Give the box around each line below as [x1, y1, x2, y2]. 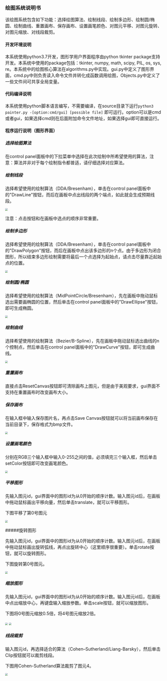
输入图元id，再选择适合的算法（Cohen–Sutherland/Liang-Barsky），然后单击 [5, 646, 161, 652]
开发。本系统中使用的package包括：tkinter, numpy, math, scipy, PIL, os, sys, [5, 60, 162, 66]
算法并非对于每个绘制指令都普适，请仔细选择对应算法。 [13, 160, 127, 166]
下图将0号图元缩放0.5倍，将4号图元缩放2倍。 [5, 610, 98, 616]
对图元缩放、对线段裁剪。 [5, 29, 58, 35]
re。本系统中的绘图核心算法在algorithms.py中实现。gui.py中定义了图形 [5, 66, 150, 72]
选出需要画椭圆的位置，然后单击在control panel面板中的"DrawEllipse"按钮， [5, 299, 161, 305]
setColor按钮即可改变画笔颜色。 [5, 460, 71, 467]
